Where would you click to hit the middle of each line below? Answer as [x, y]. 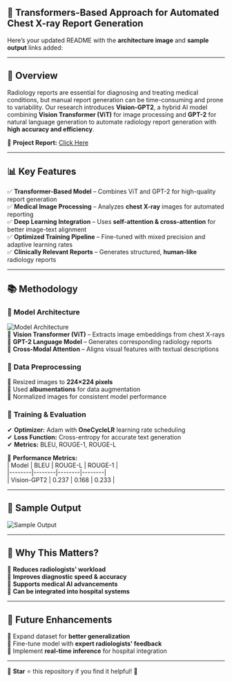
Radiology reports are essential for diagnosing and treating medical [103, 92]
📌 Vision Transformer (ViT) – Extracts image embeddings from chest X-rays [116, 334]
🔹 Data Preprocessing [44, 367]
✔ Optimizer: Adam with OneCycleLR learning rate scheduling [96, 430]
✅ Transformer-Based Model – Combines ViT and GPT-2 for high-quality [112, 191]
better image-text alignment [47, 229]
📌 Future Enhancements [60, 619]
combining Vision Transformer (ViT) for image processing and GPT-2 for [112, 114]
